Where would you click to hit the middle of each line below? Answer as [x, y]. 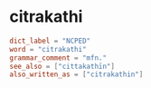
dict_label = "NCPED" [50, 41]
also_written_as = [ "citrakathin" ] [76, 74]
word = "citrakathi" [48, 49]
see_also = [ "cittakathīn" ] [62, 66]
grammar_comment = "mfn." [58, 58]
